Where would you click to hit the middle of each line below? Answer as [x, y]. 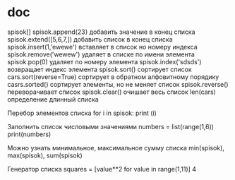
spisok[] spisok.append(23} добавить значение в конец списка [101, 32]
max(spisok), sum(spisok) [45, 155]
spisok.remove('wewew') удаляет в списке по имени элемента [101, 54]
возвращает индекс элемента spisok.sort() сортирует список [100, 69]
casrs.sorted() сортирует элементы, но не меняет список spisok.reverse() [118, 84]
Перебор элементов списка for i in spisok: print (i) [82, 113]
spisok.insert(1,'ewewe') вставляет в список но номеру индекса [102, 47]
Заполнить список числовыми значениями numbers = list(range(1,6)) [110, 126]
